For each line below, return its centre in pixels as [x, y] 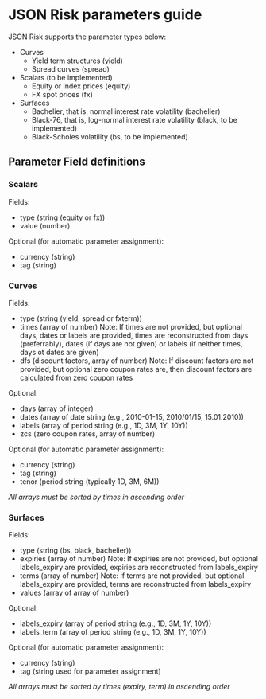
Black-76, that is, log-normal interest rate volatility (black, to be [135, 119]
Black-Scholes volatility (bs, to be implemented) [110, 136]
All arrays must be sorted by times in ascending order [96, 497]
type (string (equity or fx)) [62, 217]
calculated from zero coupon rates [76, 377]
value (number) [45, 225]
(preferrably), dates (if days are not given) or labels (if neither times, [131, 343]
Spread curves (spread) [70, 68]
